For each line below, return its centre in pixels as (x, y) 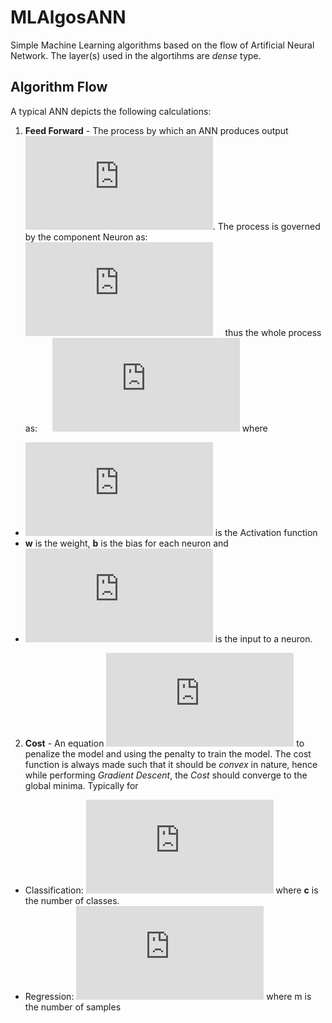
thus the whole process (273, 332)
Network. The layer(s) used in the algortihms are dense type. (136, 55)
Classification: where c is (171, 890)
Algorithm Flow (59, 87)
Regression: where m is (168, 996)
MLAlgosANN (68, 17)
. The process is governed (266, 226)
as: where (146, 428)
